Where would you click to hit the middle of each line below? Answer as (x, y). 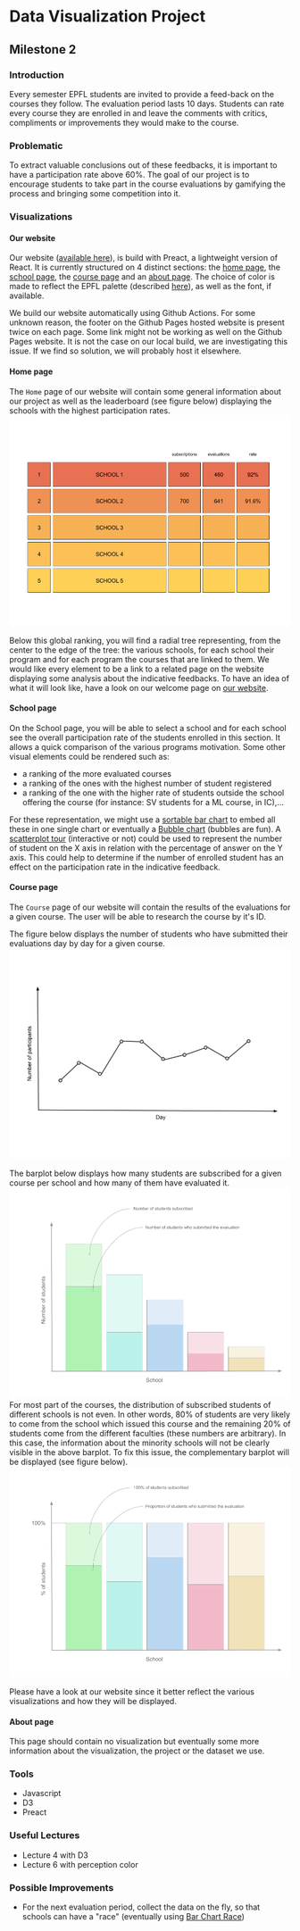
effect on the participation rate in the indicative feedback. (115, 867)
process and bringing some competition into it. (95, 194)
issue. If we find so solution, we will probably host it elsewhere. (125, 351)
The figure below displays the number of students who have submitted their (149, 934)
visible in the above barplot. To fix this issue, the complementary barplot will (150, 1452)
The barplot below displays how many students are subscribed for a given (146, 1173)
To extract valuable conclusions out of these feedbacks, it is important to (143, 165)
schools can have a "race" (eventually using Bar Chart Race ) (133, 1916)
